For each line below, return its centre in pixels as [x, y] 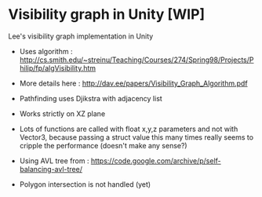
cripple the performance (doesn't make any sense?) [103, 145]
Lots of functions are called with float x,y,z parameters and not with [129, 129]
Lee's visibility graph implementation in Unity [81, 36]
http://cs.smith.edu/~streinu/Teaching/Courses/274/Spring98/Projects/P [136, 60]
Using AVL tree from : [54, 161]
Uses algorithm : [46, 51]
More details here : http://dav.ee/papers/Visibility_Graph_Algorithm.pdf [134, 83]
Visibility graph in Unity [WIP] [107, 15]
